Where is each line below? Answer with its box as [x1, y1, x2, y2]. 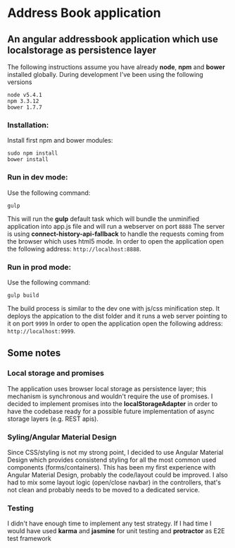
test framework [7, 535, 51, 543]
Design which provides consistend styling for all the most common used [7, 455, 217, 464]
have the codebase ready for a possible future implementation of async [7, 407, 215, 415]
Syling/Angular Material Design [7, 432, 118, 442]
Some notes [7, 347, 61, 359]
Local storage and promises [7, 369, 104, 379]
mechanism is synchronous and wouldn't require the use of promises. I [7, 392, 213, 400]
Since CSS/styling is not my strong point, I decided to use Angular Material [7, 448, 224, 456]
